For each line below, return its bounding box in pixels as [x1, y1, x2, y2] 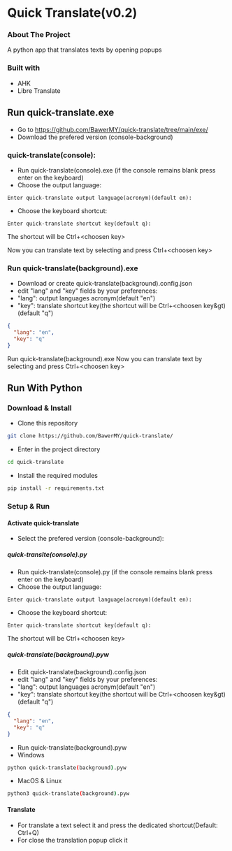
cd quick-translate [7, 459, 64, 466]
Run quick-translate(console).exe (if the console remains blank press [17, 166, 216, 174]
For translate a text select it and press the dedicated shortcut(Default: [17, 821, 218, 829]
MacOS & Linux [17, 777, 62, 785]
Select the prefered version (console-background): [17, 534, 164, 543]
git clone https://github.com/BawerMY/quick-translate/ [7, 432, 173, 439]
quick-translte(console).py [7, 550, 87, 558]
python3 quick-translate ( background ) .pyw [7, 790, 130, 797]
